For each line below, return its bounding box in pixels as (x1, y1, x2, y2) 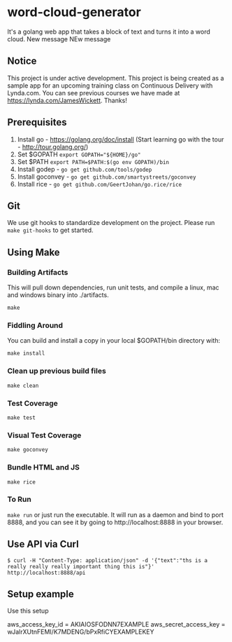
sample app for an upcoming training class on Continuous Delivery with (7, 81, 213, 90)
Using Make (7, 246, 61, 258)
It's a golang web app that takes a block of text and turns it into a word (7, 27, 211, 36)
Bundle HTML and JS (7, 463, 80, 472)
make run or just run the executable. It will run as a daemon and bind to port (7, 510, 224, 519)
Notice (7, 55, 37, 67)
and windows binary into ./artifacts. (7, 291, 110, 299)
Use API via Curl (7, 538, 79, 550)
